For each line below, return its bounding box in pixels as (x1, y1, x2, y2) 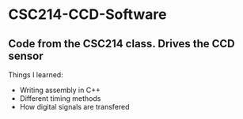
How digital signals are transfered (19, 102, 130, 111)
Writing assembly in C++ (19, 85, 101, 95)
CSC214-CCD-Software (8, 6, 167, 24)
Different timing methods (19, 94, 101, 103)
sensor (8, 49, 44, 62)
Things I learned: (8, 70, 63, 80)
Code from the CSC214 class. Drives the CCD (8, 37, 235, 50)
